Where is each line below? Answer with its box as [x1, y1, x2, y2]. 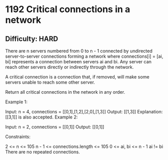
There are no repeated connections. [5, 149, 80, 155]
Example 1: [5, 99, 28, 105]
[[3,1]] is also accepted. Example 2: [5, 114, 78, 120]
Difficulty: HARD [5, 34, 59, 43]
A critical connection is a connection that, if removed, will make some [5, 74, 150, 79]
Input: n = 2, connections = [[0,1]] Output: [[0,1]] [5, 124, 104, 130]
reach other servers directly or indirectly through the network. [5, 64, 134, 70]
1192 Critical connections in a [5, 4, 130, 15]
